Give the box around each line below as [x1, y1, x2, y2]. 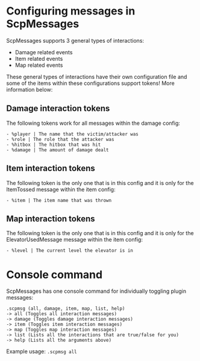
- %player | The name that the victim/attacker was [6, 131, 139, 137]
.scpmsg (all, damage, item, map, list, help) [6, 306, 125, 312]
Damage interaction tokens [6, 104, 110, 114]
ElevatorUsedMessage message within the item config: [6, 236, 143, 243]
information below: [6, 86, 53, 93]
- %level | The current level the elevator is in [6, 248, 134, 254]
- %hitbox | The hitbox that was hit [6, 142, 101, 148]
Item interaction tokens [6, 163, 95, 174]
